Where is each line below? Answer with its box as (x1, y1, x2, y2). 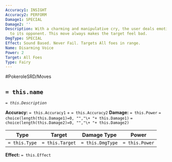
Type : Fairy (5, 60, 31, 65)
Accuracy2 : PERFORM (5, 12, 47, 17)
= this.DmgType (81, 140, 118, 146)
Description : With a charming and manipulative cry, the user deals (5, 26, 155, 32)
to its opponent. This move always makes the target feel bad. (10, 31, 147, 36)
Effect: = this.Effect (5, 152, 51, 158)
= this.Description (5, 100, 47, 106)
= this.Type (8, 140, 37, 146)
